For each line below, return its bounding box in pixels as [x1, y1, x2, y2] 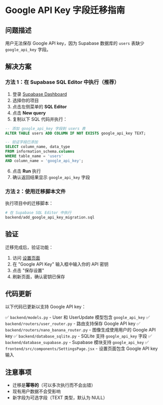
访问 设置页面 [12, 254, 40, 260]
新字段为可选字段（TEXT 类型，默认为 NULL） [12, 394, 108, 400]
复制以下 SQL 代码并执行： [12, 116, 68, 122]
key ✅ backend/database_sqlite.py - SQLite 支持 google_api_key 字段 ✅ [5, 333, 152, 339]
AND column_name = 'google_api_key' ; [5, 158, 84, 163]
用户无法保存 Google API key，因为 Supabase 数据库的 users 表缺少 [5, 40, 145, 46]
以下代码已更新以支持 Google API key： [5, 303, 86, 310]
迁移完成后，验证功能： [5, 244, 53, 250]
